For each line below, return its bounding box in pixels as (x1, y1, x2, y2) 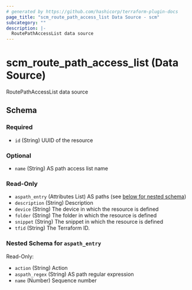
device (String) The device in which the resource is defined (14, 205, 159, 213)
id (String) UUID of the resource (14, 137, 93, 144)
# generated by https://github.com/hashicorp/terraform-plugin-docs (6, 8, 178, 15)
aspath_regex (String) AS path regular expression (14, 270, 134, 278)
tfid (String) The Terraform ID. (14, 224, 90, 231)
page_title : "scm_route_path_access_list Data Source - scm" (6, 14, 160, 20)
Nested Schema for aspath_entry (6, 239, 102, 247)
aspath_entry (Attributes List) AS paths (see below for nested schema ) (14, 193, 187, 200)
